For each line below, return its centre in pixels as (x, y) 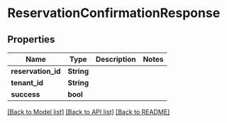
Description (116, 59)
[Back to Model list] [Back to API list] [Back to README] (89, 112)
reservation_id (36, 71)
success (26, 94)
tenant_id (27, 83)
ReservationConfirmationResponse (114, 13)
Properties (31, 39)
